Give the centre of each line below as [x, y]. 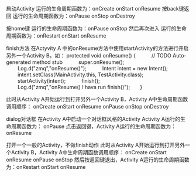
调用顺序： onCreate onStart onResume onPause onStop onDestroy [87, 106]
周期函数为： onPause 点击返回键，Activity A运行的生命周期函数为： [94, 126]
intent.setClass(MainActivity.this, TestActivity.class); [80, 75]
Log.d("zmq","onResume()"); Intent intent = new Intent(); [93, 68]
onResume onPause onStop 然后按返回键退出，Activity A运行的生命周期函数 [98, 160]
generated [18, 62]
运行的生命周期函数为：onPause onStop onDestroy [74, 16]
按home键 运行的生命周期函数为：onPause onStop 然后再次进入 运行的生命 [97, 28]
